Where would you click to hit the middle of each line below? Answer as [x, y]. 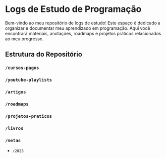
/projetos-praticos [28, 116]
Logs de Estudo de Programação [73, 9]
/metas [13, 140]
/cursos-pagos [22, 68]
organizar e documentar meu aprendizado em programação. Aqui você [78, 28]
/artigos [16, 92]
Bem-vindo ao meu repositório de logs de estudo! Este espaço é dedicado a [83, 23]
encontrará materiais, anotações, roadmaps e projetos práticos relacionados [83, 33]
